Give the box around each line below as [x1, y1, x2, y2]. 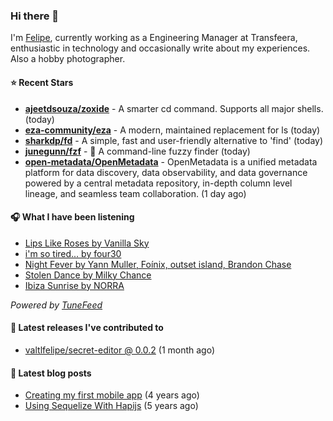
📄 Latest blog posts [10, 367, 92, 379]
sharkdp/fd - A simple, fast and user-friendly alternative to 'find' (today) [24, 134, 324, 146]
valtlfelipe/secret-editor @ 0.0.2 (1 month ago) [24, 344, 216, 356]
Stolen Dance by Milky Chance [24, 269, 152, 281]
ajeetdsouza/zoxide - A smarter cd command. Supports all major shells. [24, 102, 324, 114]
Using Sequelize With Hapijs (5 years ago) [24, 400, 199, 412]
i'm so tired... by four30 [24, 247, 122, 259]
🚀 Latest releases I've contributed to [10, 322, 164, 334]
